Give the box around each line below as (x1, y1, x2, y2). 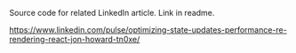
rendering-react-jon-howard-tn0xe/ (9, 34, 140, 44)
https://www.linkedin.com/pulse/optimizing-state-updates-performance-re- (9, 25, 287, 34)
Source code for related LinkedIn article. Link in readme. (9, 8, 215, 18)
